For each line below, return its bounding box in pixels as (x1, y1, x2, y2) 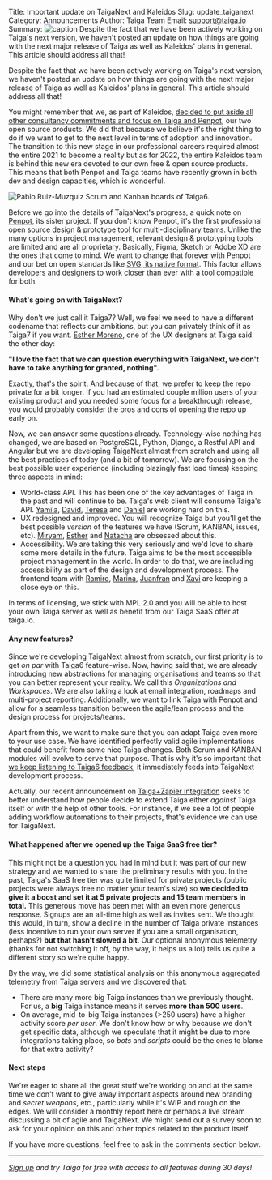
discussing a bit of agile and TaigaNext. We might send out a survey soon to (8, 1114, 262, 1125)
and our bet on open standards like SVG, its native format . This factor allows (8, 259, 262, 268)
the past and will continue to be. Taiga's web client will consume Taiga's (19, 496, 261, 506)
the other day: (8, 339, 55, 348)
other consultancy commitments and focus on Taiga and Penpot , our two (8, 116, 252, 125)
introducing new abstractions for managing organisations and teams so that (8, 669, 261, 679)
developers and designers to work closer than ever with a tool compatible (8, 267, 254, 277)
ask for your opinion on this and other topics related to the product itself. (8, 1123, 250, 1133)
